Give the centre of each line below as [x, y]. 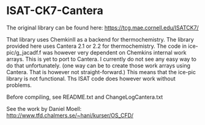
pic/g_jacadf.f [24, 52]
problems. [19, 85]
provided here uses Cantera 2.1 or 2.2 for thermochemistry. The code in [97, 46]
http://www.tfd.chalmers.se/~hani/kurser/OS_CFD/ [70, 115]
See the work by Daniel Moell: [44, 108]
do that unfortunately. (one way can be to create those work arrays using [99, 66]
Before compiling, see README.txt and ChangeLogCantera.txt [85, 97]
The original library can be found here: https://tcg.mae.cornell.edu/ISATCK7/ [102, 28]
